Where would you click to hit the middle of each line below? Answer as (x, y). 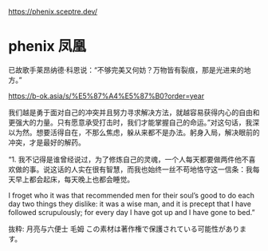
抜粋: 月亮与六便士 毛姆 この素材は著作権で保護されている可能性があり (124, 229)
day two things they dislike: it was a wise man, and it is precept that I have (130, 204)
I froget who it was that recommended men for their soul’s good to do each (132, 195)
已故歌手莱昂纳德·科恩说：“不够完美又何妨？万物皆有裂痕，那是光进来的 (126, 70)
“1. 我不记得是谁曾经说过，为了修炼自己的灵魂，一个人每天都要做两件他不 (128, 159)
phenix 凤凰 (47, 46)
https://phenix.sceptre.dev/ (53, 12)
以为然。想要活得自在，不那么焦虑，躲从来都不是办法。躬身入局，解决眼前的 (134, 132)
